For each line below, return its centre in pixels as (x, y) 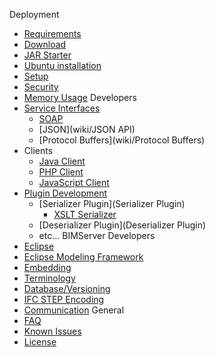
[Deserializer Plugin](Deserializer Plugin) (122, 225)
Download (45, 44)
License (40, 342)
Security (41, 87)
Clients (38, 150)
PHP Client (61, 172)
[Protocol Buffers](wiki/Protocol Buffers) (122, 140)
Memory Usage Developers (80, 97)
